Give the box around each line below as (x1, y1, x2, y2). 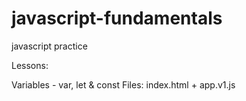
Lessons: (11, 59, 49, 71)
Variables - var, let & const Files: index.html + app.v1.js (11, 78, 236, 91)
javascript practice (11, 40, 88, 52)
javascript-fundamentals (11, 7, 223, 30)
